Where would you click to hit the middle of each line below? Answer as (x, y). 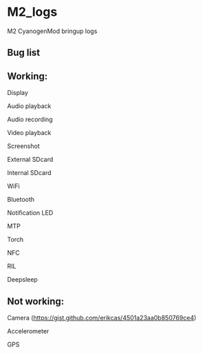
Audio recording (30, 119)
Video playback (29, 133)
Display (18, 93)
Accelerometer (28, 331)
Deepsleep (22, 280)
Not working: (36, 301)
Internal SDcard (29, 173)
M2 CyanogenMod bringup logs (52, 31)
